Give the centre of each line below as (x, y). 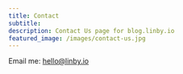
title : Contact (34, 16)
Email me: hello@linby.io (49, 61)
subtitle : (25, 23)
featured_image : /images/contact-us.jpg (77, 38)
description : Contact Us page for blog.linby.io (91, 31)
